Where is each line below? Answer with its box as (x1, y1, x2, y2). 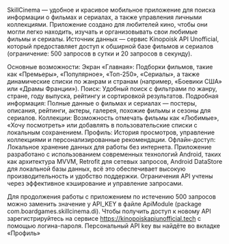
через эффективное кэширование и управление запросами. (7, 180, 183, 187)
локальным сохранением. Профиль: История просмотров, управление (7, 128, 215, 136)
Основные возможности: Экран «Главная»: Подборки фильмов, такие (7, 63, 213, 71)
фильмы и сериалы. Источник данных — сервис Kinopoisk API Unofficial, (7, 35, 219, 43)
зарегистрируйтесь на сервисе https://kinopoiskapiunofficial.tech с (7, 215, 202, 222)
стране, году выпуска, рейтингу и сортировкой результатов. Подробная (7, 92, 219, 100)
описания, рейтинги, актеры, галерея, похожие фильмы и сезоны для (7, 106, 211, 114)
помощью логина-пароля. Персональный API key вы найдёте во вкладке (7, 222, 221, 230)
